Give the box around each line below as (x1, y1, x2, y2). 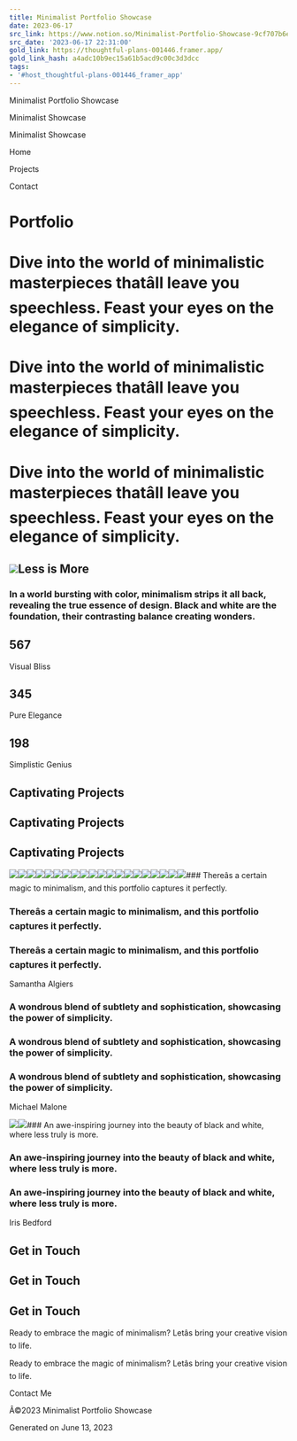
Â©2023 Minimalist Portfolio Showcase (9, 1406, 153, 1416)
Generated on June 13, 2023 (9, 1422, 113, 1433)
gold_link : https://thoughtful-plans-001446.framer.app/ (9, 46, 224, 55)
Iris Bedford (9, 1218, 52, 1228)
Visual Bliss (9, 661, 51, 672)
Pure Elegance (9, 710, 63, 720)
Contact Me (9, 1388, 52, 1398)
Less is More (18, 561, 90, 576)
